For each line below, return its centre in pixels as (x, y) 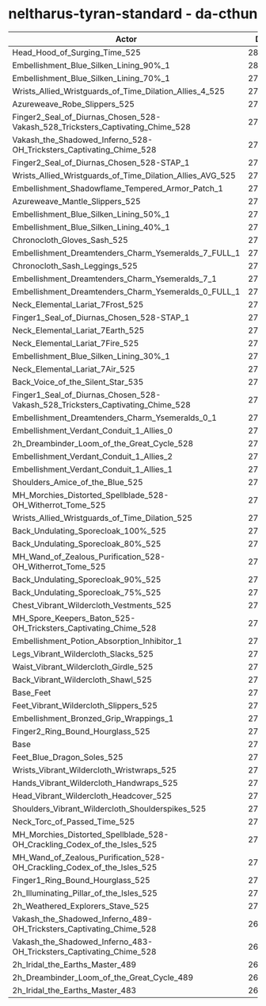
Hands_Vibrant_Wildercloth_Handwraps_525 (95, 783)
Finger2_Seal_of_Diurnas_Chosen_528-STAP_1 (101, 162)
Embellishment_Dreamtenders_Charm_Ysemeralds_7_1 (115, 279)
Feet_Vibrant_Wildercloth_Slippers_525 (85, 705)
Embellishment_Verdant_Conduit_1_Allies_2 (92, 456)
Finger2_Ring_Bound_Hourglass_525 (81, 731)
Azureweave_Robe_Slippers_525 (73, 104)
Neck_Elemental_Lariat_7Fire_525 (76, 343)
